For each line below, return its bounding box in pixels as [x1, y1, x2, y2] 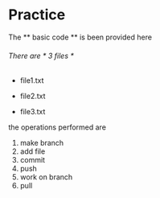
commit [19, 155, 46, 165]
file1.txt [19, 76, 44, 85]
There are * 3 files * [8, 51, 74, 60]
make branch [19, 138, 64, 148]
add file [19, 146, 46, 156]
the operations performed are [8, 122, 107, 132]
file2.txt [19, 91, 46, 101]
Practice [8, 6, 66, 24]
